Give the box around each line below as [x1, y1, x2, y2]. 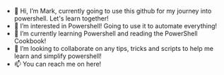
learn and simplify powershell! [13, 52, 102, 60]
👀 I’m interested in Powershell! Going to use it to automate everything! [13, 22, 218, 30]
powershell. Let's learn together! [13, 14, 110, 23]
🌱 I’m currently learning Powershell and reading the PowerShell [13, 29, 198, 37]
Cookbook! [13, 37, 47, 45]
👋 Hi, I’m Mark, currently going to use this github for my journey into [13, 7, 212, 15]
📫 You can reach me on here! [13, 60, 102, 68]
